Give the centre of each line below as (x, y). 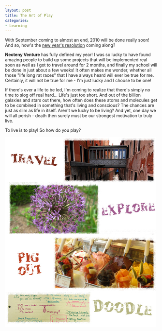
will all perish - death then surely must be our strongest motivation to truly (79, 116)
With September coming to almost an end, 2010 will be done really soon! (77, 40)
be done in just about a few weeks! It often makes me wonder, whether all (78, 70)
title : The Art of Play (29, 15)
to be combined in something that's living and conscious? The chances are (80, 105)
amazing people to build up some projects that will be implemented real (76, 60)
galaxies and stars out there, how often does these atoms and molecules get (81, 100)
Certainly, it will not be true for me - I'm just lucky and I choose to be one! (78, 81)
